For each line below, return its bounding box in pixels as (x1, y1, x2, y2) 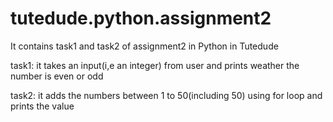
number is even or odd (10, 70, 104, 82)
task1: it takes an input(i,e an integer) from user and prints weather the (10, 59, 300, 71)
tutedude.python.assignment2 (10, 7, 272, 30)
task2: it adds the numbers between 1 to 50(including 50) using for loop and (10, 89, 323, 101)
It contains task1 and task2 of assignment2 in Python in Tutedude (10, 40, 279, 52)
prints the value (10, 100, 75, 112)
